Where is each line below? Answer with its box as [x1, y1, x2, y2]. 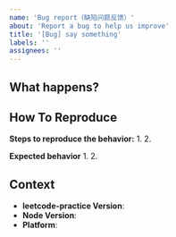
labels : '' [9, 38, 50, 47]
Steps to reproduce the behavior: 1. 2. [9, 133, 152, 144]
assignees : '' [9, 47, 63, 55]
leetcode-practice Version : [21, 200, 125, 211]
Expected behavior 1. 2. [9, 151, 98, 162]
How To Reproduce [9, 109, 118, 125]
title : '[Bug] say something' [9, 30, 122, 38]
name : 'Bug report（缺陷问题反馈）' [9, 13, 136, 22]
